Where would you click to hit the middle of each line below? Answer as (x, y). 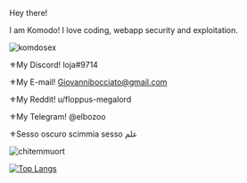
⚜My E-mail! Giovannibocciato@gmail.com (88, 82)
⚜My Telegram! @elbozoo (58, 116)
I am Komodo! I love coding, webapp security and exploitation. (124, 30)
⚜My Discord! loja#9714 (54, 65)
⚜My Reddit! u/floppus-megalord (70, 99)
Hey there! (29, 13)
